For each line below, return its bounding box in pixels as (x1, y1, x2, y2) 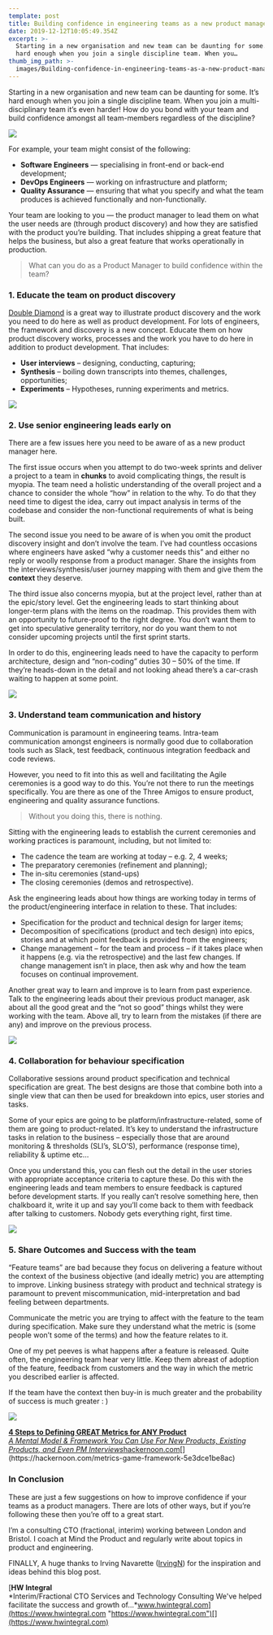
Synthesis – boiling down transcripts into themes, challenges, (19, 367, 227, 376)
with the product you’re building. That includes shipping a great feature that (8, 227, 262, 237)
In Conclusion (8, 1473, 65, 1485)
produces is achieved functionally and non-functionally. (19, 194, 207, 204)
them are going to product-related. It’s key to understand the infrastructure (8, 1124, 258, 1133)
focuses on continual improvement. (19, 969, 139, 979)
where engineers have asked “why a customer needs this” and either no (8, 547, 250, 557)
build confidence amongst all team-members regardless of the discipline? (8, 113, 256, 123)
